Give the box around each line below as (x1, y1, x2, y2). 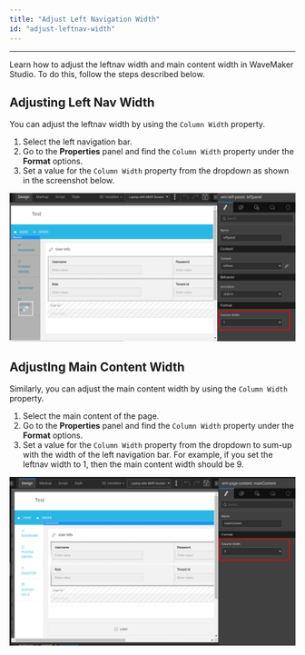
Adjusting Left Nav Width (9, 94, 155, 110)
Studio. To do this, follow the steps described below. (9, 68, 206, 79)
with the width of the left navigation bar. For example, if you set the (22, 449, 274, 460)
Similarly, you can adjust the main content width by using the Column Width (9, 382, 288, 394)
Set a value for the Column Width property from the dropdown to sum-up (22, 439, 292, 450)
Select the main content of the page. (22, 410, 160, 422)
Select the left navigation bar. (22, 136, 133, 147)
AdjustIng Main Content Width (9, 359, 185, 374)
